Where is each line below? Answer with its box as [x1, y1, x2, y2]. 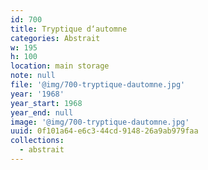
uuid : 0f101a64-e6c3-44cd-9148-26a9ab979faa [10, 126, 199, 136]
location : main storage [10, 61, 110, 71]
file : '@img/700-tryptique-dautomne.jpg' [10, 80, 186, 90]
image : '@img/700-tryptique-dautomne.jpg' [10, 117, 190, 127]
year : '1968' [10, 89, 65, 99]
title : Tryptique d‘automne [10, 24, 128, 34]
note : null [10, 71, 56, 81]
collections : [10, 136, 65, 146]
